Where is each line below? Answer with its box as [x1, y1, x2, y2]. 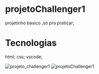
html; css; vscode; [5, 54, 43, 60]
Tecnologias [5, 37, 57, 49]
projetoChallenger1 [5, 3, 86, 15]
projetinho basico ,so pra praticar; [5, 20, 74, 26]
